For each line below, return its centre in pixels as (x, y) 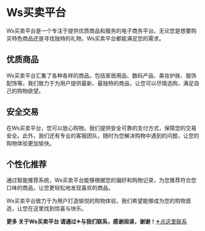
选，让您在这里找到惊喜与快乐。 (47, 208)
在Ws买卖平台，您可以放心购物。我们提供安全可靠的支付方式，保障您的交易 (102, 128)
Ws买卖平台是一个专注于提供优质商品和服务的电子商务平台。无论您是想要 (99, 31)
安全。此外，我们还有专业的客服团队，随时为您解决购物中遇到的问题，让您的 (103, 135)
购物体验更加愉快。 (31, 143)
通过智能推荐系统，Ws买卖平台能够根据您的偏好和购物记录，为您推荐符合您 (102, 180)
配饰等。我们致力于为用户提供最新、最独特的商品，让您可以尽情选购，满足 (100, 83)
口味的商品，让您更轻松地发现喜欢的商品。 (60, 188)
